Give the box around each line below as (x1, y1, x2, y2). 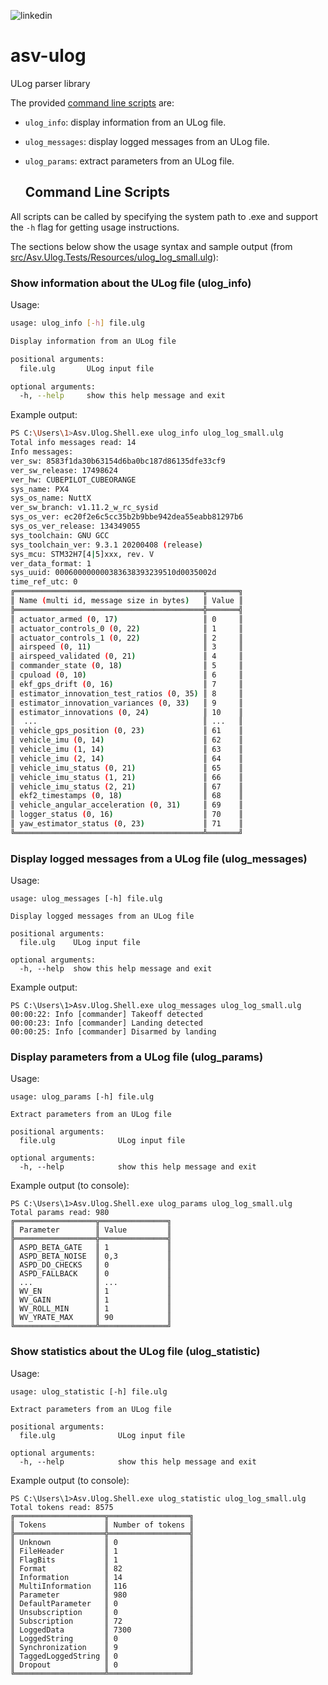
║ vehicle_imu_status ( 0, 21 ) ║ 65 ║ (10, 763, 244, 773)
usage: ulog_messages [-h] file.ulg (10, 894, 163, 904)
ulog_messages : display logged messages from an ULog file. (24, 135, 270, 147)
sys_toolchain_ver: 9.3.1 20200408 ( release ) (10, 540, 203, 550)
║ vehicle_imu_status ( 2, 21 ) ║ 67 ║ (10, 781, 244, 792)
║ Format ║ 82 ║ (10, 1563, 195, 1574)
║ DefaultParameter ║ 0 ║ (10, 1598, 195, 1609)
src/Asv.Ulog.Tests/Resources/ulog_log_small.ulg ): (10, 251, 219, 263)
